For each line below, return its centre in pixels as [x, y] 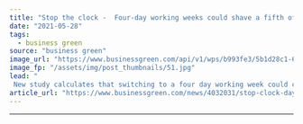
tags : [19, 34]
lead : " [24, 76]
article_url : [34, 93]
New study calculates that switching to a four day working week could [151, 84]
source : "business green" [58, 51]
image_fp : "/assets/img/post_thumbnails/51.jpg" [102, 68]
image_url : [30, 59]
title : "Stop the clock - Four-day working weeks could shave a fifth [147, 18]
